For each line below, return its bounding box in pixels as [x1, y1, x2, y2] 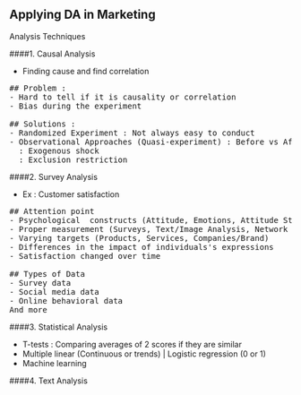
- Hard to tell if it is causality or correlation [9, 91, 236, 102]
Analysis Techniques [9, 30, 86, 41]
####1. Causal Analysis [9, 48, 96, 59]
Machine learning [21, 357, 87, 368]
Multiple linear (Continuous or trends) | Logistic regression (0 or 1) [21, 348, 267, 359]
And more [9, 305, 47, 314]
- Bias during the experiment [9, 100, 142, 111]
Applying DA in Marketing [9, 7, 156, 22]
